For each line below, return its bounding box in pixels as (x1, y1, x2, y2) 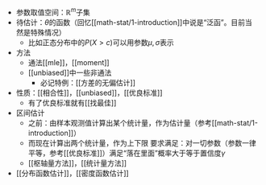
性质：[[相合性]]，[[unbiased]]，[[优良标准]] (15, 88, 163, 97)
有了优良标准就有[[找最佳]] (27, 97, 117, 107)
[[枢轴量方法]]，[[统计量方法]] (27, 158, 127, 167)
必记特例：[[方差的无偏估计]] (39, 77, 135, 87)
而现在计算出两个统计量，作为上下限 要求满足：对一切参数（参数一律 (27, 138, 256, 147)
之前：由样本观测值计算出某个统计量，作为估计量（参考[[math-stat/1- (27, 117, 258, 127)
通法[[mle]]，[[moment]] (27, 57, 110, 67)
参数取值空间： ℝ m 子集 (15, 6, 91, 17)
